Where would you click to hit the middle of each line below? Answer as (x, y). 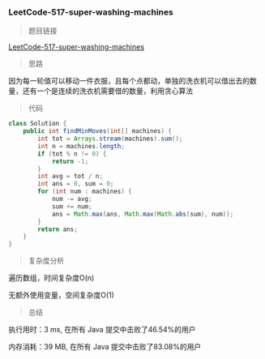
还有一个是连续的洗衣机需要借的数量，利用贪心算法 (107, 91)
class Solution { (38, 124)
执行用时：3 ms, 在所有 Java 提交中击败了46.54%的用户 (102, 330)
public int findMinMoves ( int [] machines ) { (98, 131)
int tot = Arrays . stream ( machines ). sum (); (110, 139)
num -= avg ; (72, 199)
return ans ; (58, 229)
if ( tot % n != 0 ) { (72, 154)
